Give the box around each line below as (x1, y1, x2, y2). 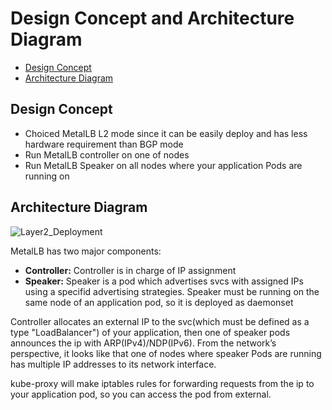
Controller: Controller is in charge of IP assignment (24, 264, 237, 276)
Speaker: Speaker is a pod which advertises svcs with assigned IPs (24, 275, 304, 287)
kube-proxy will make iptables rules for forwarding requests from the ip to (10, 377, 315, 389)
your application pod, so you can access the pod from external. (10, 388, 272, 400)
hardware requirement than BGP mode (24, 138, 184, 150)
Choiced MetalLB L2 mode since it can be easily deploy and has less (24, 127, 308, 139)
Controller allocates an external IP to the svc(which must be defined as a (10, 315, 310, 327)
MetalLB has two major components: (10, 245, 162, 257)
